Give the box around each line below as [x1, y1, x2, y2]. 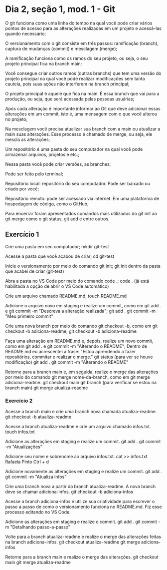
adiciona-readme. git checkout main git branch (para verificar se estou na [5, 379, 157, 385]
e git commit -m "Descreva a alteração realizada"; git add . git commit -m [5, 308, 156, 314]
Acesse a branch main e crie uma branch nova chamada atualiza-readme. [5, 409, 157, 415]
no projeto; [5, 116, 28, 122]
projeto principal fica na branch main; [5, 60, 82, 66]
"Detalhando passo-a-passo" [10, 524, 71, 530]
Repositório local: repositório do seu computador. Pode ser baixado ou [5, 180, 151, 186]
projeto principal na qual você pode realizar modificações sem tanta [5, 75, 145, 81]
